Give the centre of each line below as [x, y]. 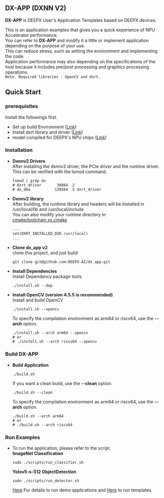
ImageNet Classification [38, 453]
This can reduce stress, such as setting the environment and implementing [81, 51]
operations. [17, 72]
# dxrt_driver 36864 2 [44, 185]
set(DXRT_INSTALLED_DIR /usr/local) [50, 233]
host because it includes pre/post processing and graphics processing [77, 67]
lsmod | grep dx [29, 181]
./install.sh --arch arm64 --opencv [50, 333]
